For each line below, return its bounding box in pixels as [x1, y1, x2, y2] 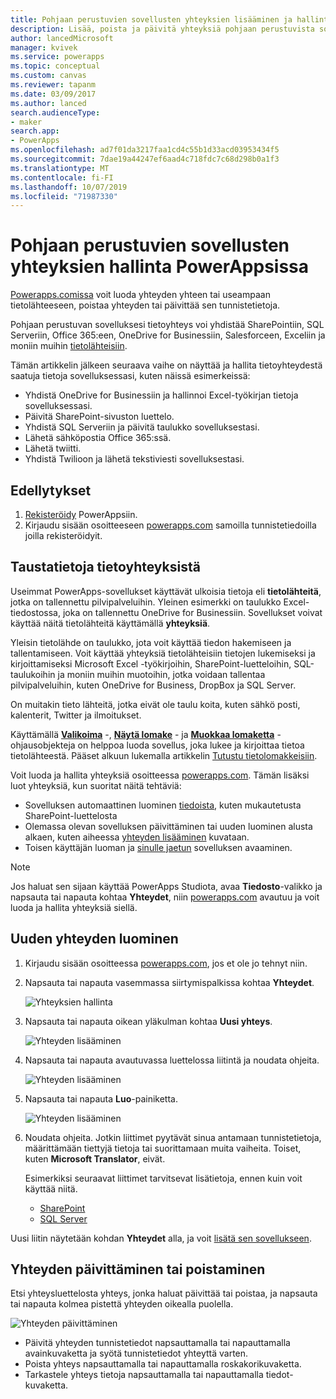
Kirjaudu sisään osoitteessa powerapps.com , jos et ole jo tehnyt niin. [24, 957, 308, 969]
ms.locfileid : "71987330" [10, 191, 118, 201]
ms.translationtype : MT [10, 163, 110, 173]
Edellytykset [10, 482, 92, 499]
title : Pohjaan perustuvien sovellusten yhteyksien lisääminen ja [10, 14, 293, 25]
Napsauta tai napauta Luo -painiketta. [24, 1092, 178, 1105]
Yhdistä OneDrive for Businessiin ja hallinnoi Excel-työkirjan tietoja [24, 389, 299, 401]
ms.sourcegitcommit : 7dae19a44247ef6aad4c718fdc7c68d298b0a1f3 [10, 154, 280, 164]
